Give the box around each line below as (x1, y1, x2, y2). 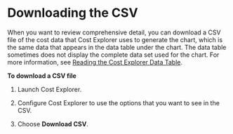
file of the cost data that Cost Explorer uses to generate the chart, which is (7, 35, 223, 43)
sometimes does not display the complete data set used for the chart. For (7, 51, 220, 59)
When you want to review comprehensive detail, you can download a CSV (7, 28, 221, 36)
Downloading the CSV (7, 5, 138, 21)
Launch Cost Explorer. (17, 85, 82, 93)
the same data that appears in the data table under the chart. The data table (7, 43, 227, 51)
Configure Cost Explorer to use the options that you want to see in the (17, 98, 220, 107)
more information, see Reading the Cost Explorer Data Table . (7, 58, 182, 66)
